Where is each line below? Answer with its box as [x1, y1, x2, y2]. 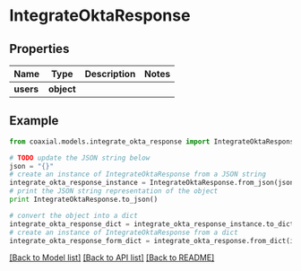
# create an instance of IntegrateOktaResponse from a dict [9, 228, 239, 237]
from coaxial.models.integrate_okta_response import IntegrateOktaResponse [9, 136, 298, 146]
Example [9, 113, 59, 128]
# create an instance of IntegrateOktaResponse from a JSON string [9, 170, 267, 179]
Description [84, 68, 136, 80]
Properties [9, 41, 70, 57]
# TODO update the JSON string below [9, 153, 150, 162]
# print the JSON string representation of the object [9, 187, 219, 196]
